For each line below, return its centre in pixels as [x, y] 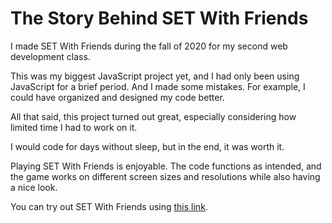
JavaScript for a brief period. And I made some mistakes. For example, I [158, 86]
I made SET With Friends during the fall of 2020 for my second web [149, 46]
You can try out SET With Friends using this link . [109, 206]
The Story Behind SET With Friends [159, 18]
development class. [50, 56]
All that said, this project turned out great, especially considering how [153, 116]
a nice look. [34, 187]
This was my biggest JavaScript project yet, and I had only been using [155, 76]
